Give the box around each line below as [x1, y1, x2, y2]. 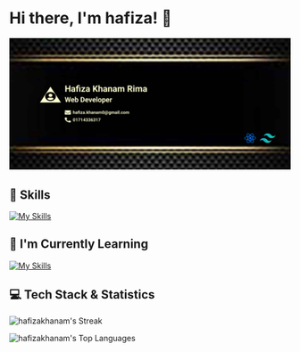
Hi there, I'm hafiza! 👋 [9, 8, 172, 29]
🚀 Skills [9, 187, 51, 202]
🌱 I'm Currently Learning [9, 236, 149, 252]
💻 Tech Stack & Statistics [9, 287, 155, 302]
